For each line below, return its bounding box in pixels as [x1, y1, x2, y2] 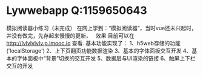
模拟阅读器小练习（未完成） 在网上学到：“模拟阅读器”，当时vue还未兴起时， [6, 24, 197, 31]
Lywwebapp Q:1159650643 [6, 4, 147, 18]
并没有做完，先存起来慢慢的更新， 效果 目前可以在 [6, 31, 135, 39]
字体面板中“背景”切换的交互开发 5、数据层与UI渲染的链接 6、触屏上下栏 [16, 54, 196, 62]
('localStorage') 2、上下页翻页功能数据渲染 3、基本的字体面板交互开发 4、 [6, 47, 192, 54]
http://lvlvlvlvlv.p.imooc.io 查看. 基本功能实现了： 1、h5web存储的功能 [6, 39, 181, 47]
